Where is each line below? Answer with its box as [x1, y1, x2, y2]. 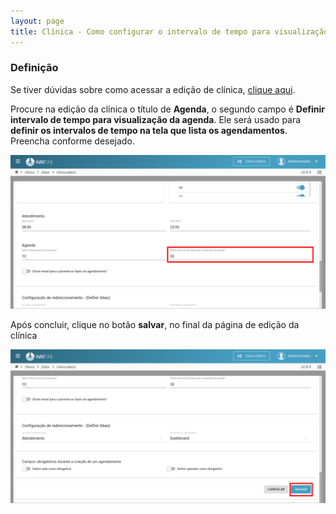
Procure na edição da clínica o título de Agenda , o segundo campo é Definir [10, 103, 325, 115]
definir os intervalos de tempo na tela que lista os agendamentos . [10, 124, 288, 136]
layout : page [10, 16, 65, 26]
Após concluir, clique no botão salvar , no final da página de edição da [10, 318, 300, 330]
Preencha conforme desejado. [10, 135, 135, 147]
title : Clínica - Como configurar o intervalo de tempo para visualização [10, 26, 329, 37]
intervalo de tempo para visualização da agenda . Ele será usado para [10, 113, 302, 125]
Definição [10, 61, 59, 75]
